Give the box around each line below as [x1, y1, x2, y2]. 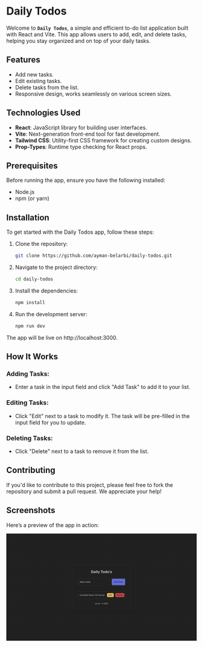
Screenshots [6, 505, 56, 516]
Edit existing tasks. [14, 77, 62, 84]
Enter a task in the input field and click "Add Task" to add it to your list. [14, 383, 191, 391]
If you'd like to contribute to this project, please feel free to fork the [6, 481, 173, 488]
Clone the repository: [14, 241, 68, 248]
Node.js [14, 188, 35, 196]
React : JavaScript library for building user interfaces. [14, 124, 147, 131]
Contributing [6, 465, 56, 476]
